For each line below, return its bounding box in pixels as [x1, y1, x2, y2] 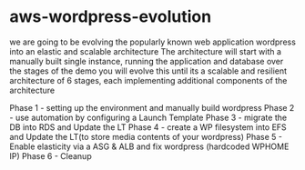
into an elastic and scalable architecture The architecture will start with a [9, 45, 282, 56]
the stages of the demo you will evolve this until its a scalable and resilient [9, 65, 288, 76]
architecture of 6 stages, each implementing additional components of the [9, 75, 288, 85]
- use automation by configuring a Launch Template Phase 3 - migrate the [9, 112, 288, 123]
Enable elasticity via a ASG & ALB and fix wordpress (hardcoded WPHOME [9, 141, 290, 152]
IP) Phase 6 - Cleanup [9, 150, 93, 161]
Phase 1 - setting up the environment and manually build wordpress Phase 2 [9, 102, 295, 113]
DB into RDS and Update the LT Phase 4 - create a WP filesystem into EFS [9, 121, 287, 133]
